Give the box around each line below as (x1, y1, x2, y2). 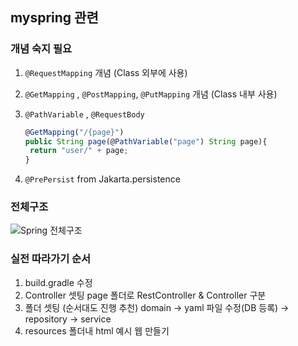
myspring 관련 (10, 9, 99, 27)
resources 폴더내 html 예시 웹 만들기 (24, 324, 170, 337)
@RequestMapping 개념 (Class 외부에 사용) (24, 66, 188, 78)
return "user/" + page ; (29, 146, 129, 156)
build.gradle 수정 (24, 276, 93, 288)
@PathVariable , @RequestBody (24, 108, 145, 120)
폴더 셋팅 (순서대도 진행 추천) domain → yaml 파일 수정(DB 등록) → (24, 301, 290, 313)
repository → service (24, 313, 112, 325)
